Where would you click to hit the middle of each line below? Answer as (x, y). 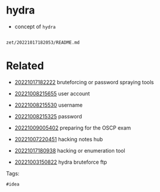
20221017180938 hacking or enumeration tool (70, 150)
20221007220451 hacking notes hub (59, 139)
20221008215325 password (48, 116)
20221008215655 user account (52, 93)
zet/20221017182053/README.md (43, 42)
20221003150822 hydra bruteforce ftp (61, 162)
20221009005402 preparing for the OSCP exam (73, 128)
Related (25, 66)
